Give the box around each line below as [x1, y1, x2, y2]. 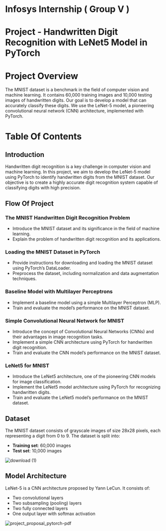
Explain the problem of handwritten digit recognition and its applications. [12, 236, 162, 242]
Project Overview [5, 70, 79, 82]
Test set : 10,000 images [12, 448, 62, 454]
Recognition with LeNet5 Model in [5, 37, 148, 48]
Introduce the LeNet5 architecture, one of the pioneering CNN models [12, 374, 156, 380]
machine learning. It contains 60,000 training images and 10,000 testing [5, 92, 153, 98]
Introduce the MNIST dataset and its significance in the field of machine [12, 226, 160, 231]
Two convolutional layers [12, 495, 64, 501]
